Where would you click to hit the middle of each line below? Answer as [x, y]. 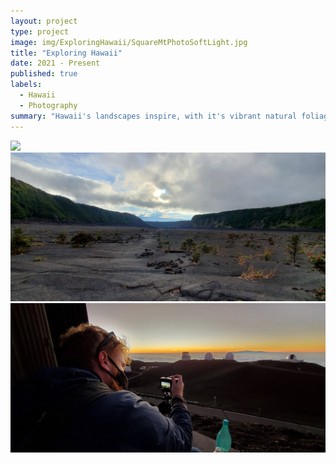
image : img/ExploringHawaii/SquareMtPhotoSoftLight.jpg [129, 42]
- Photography [48, 105]
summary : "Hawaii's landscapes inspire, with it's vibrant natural [154, 116]
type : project [40, 31]
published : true [44, 74]
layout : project [44, 21]
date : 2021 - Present [55, 63]
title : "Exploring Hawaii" [66, 53]
